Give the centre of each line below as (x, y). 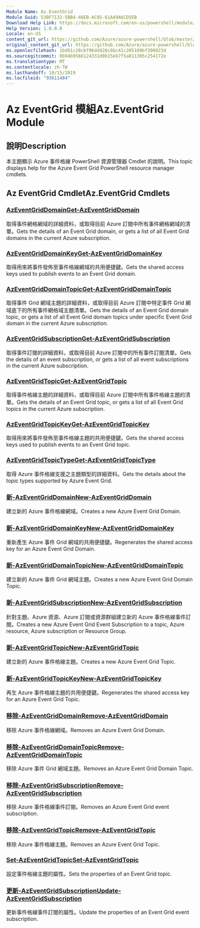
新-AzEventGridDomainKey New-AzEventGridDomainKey (90, 528)
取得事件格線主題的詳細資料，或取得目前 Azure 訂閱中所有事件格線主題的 (96, 395)
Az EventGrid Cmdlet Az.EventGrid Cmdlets (88, 193)
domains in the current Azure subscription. (59, 238)
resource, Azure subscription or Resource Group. (66, 631)
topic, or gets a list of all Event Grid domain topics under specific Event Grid (99, 317)
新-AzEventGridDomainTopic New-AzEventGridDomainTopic (95, 565)
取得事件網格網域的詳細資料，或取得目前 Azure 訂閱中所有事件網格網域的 (96, 223)
